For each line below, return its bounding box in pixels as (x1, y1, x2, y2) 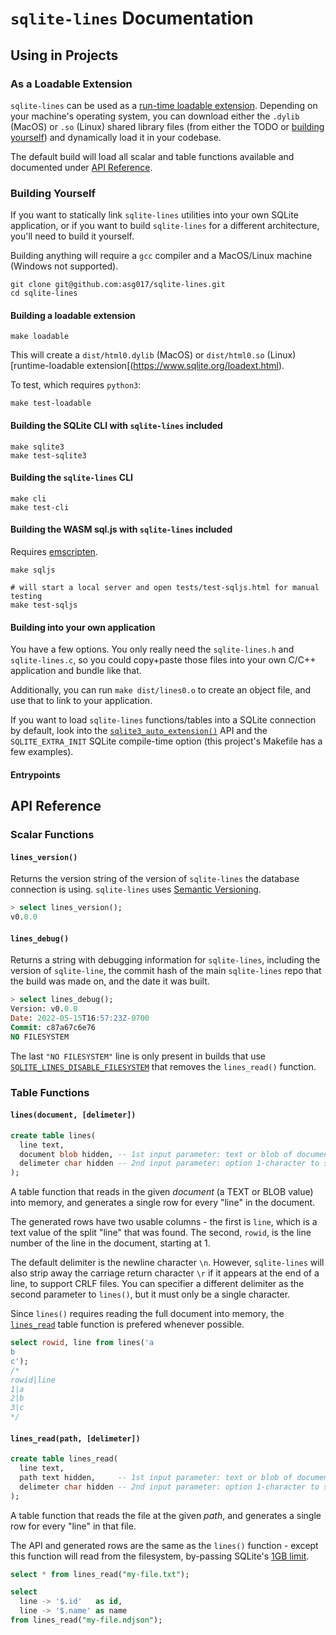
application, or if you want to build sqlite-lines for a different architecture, (10, 220, 320, 232)
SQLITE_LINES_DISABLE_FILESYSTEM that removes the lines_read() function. (10, 1060, 317, 1072)
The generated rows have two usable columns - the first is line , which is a (10, 1216, 318, 1228)
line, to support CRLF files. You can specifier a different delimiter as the (10, 1278, 305, 1290)
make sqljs (10, 565, 56, 575)
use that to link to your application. (10, 695, 153, 707)
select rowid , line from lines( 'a (10, 1338, 155, 1348)
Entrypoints (10, 768, 61, 781)
